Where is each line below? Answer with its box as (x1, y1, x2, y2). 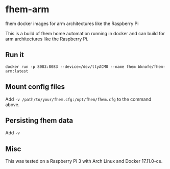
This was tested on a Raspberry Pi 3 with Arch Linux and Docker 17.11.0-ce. (5, 158, 163, 164)
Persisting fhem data (5, 116, 73, 125)
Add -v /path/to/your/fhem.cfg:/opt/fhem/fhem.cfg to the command (5, 96, 152, 102)
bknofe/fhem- (137, 64, 166, 69)
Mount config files (5, 83, 65, 91)
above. (5, 101, 20, 108)
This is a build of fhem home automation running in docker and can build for (5, 30, 165, 36)
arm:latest (5, 68, 29, 74)
